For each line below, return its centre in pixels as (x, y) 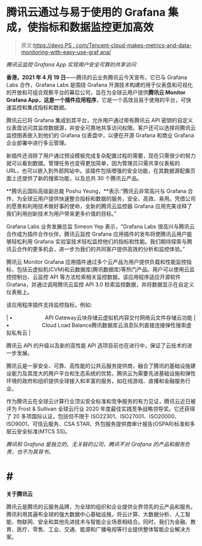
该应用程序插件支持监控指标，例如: (49, 304)
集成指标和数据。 (48, 107)
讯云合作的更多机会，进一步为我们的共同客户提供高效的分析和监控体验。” (96, 249)
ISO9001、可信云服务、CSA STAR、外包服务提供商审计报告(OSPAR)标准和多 (101, 424)
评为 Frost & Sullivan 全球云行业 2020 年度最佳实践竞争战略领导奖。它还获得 (101, 409)
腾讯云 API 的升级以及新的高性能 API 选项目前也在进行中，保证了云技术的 (97, 345)
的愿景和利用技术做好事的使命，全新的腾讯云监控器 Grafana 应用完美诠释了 (99, 206)
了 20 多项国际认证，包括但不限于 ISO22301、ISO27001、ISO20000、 (93, 416)
